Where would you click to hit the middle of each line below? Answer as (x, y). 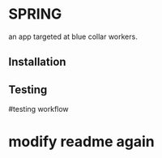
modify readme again (82, 142)
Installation (37, 62)
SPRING (35, 14)
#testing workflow (38, 109)
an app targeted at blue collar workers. (73, 36)
